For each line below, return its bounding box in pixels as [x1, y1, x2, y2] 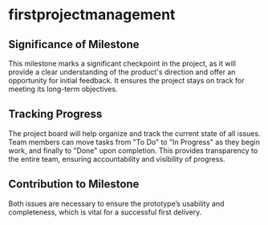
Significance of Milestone [8, 38, 140, 51]
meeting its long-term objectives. [8, 84, 118, 94]
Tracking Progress [8, 107, 103, 121]
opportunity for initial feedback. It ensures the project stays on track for [8, 76, 245, 85]
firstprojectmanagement [8, 6, 176, 24]
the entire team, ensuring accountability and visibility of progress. [8, 154, 225, 163]
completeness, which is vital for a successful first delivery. [8, 207, 202, 217]
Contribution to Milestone [8, 178, 140, 191]
